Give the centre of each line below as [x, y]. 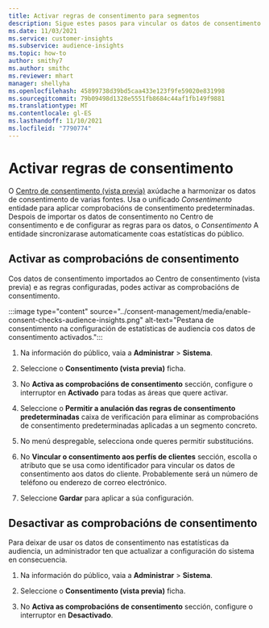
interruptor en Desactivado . [66, 615]
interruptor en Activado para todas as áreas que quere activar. [124, 392]
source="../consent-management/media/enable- [170, 311]
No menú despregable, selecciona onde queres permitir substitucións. [137, 441]
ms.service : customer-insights [61, 38]
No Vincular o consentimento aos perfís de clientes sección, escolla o [139, 456]
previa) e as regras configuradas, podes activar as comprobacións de [124, 287]
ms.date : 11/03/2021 [43, 31]
